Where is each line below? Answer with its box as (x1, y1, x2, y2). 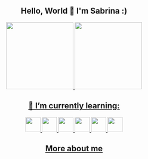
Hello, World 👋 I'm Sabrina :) (20, 6, 128, 16)
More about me (45, 144, 103, 154)
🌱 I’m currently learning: (28, 101, 120, 111)
